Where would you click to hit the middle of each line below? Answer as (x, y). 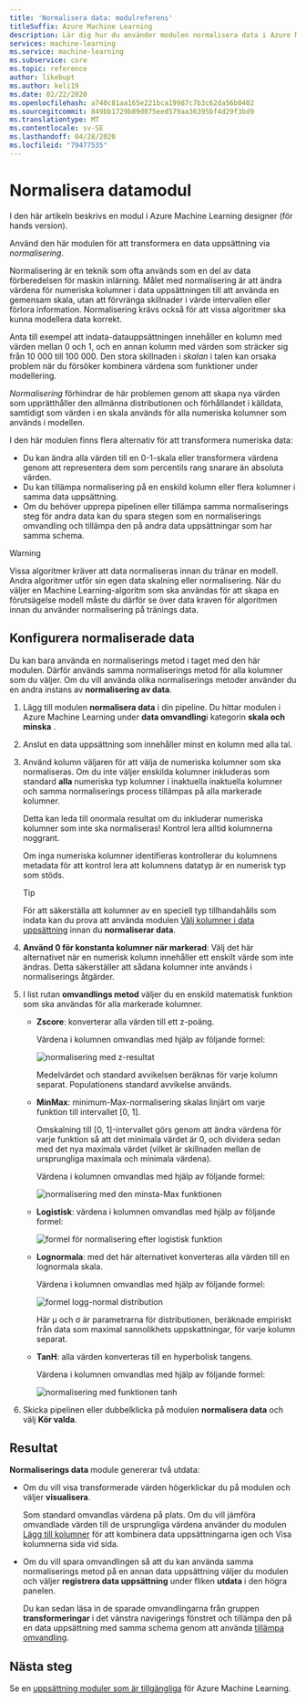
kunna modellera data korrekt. (66, 319)
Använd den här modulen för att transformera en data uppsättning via (140, 243)
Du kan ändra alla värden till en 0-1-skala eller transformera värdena (150, 457)
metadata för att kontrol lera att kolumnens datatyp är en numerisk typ (154, 865)
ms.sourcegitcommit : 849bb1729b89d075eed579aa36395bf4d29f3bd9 (132, 111)
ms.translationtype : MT (55, 120)
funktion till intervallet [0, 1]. (88, 1111)
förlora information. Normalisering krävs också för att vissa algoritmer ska (148, 309)
